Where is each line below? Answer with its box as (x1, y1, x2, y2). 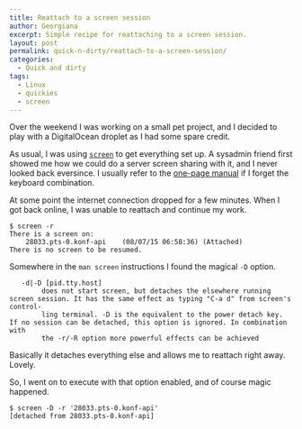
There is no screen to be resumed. (9, 245, 143, 255)
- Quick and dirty (17, 64, 87, 73)
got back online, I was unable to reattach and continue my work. (9, 205, 247, 215)
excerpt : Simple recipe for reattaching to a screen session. (9, 30, 247, 39)
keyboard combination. (9, 178, 95, 188)
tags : (9, 72, 30, 81)
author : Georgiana (9, 22, 78, 31)
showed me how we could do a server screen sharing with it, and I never (9, 159, 279, 169)
